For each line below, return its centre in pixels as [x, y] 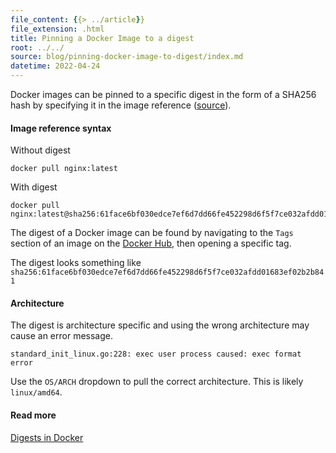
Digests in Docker [47, 437]
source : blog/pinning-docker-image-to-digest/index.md [127, 57]
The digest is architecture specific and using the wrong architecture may [160, 325]
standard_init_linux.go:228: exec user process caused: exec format [156, 354]
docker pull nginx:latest [64, 169]
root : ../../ [37, 47]
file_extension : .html [57, 29]
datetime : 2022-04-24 [55, 66]
